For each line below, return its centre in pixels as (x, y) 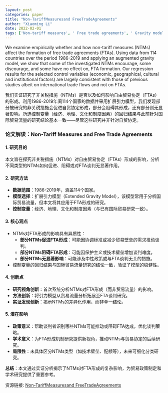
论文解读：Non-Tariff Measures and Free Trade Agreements (79, 134)
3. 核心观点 (17, 221)
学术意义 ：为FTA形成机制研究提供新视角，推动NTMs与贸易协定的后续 (84, 338)
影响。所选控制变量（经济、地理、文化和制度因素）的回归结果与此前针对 (84, 114)
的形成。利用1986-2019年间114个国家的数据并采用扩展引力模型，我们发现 (80, 101)
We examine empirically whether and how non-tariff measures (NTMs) (78, 47)
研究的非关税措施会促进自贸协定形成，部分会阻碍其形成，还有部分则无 (86, 108)
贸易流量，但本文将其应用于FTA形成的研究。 (62, 203)
